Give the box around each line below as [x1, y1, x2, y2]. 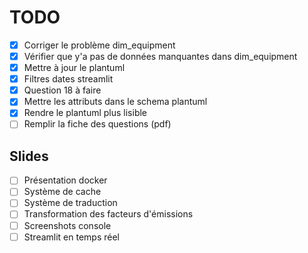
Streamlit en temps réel [23, 231, 120, 243]
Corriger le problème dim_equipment [23, 39, 176, 51]
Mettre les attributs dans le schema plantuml [23, 96, 208, 108]
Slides [9, 147, 49, 165]
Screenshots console [23, 219, 112, 231]
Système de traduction [23, 197, 118, 209]
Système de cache [23, 186, 102, 198]
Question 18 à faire [23, 84, 102, 96]
